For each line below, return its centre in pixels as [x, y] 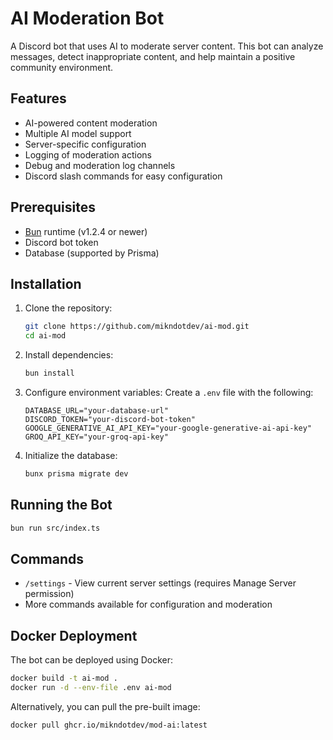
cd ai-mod [45, 336]
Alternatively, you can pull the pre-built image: [105, 706]
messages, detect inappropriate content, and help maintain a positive [153, 56]
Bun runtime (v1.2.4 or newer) [86, 231]
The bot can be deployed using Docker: [92, 660]
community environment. [62, 67]
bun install [49, 373]
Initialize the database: [71, 455]
